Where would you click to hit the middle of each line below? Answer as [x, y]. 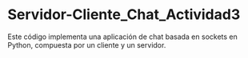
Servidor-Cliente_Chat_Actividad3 [124, 15]
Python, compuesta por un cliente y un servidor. [87, 44]
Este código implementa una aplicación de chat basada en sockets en [122, 37]
